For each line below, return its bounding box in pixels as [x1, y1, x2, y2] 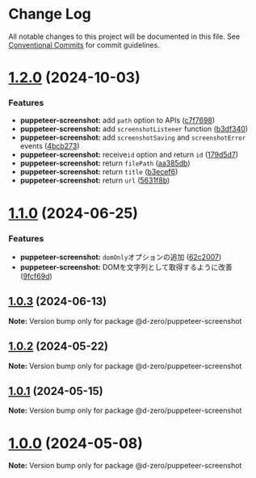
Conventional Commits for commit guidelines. [8, 40, 160, 49]
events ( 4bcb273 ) [19, 141, 80, 151]
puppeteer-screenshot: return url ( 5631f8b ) [19, 175, 170, 186]
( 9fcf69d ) [19, 271, 52, 281]
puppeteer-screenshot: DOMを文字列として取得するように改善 [19, 262, 233, 271]
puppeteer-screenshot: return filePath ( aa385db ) [19, 158, 191, 168]
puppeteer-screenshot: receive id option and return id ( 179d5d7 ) [19, 150, 239, 160]
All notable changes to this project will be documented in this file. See [8, 31, 241, 41]
